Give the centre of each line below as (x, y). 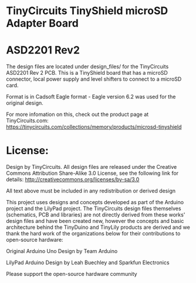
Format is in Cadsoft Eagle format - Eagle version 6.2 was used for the (91, 97)
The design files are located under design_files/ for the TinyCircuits (87, 66)
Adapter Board (43, 23)
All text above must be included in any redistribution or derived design (91, 191)
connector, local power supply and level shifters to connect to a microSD (94, 79)
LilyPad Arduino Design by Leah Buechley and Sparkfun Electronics (88, 262)
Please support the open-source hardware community (72, 274)
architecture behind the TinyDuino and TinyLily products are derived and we (98, 227)
